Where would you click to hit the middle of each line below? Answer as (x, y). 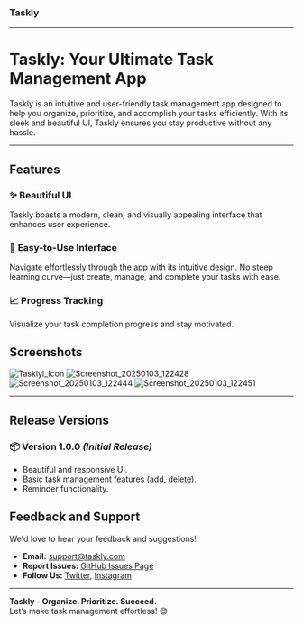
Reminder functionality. (65, 489)
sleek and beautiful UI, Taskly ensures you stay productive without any (141, 123)
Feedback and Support (75, 517)
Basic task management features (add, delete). (109, 479)
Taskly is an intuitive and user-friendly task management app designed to (146, 104)
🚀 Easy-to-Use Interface (63, 247)
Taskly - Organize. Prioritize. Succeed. (83, 601)
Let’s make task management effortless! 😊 (89, 611)
